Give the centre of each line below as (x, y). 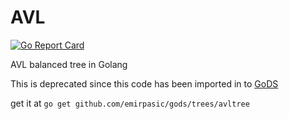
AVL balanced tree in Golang (69, 64)
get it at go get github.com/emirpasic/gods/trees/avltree (130, 103)
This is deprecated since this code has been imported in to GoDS (144, 83)
